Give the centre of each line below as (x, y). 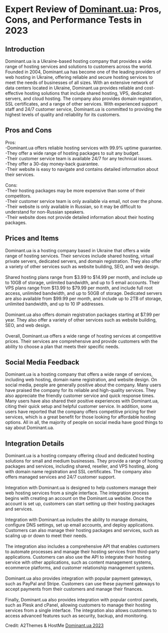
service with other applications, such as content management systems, (79, 562)
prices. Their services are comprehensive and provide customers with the (81, 341)
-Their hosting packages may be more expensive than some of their (75, 190)
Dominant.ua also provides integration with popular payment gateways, (79, 578)
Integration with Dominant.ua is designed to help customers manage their (81, 488)
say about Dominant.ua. (30, 428)
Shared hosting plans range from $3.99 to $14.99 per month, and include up (84, 277)
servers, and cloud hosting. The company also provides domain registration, (84, 98)
